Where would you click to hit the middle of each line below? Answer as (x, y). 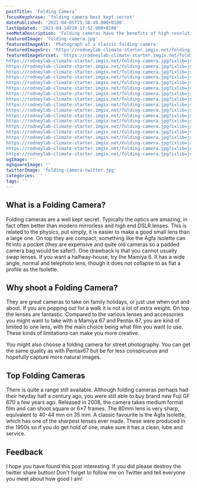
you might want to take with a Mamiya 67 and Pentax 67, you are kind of (93, 321)
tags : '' (17, 181)
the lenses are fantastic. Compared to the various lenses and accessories (95, 314)
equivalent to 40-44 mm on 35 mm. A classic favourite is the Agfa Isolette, (96, 415)
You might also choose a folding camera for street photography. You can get (98, 344)
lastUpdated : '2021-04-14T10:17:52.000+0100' (62, 28)
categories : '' (25, 176)
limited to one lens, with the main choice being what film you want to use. (95, 327)
